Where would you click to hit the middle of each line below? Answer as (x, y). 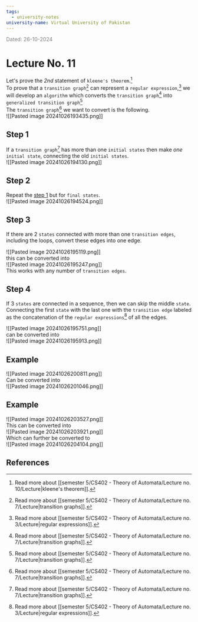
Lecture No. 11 (41, 63)
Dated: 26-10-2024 (29, 40)
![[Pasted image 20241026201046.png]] (55, 386)
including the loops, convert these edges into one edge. (74, 240)
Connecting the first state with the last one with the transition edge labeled (99, 310)
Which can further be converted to (48, 438)
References (28, 463)
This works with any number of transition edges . (66, 271)
